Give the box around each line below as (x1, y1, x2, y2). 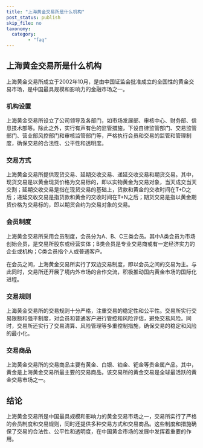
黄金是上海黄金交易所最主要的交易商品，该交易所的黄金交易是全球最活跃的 (6, 369, 192, 376)
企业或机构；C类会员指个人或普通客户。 (6, 248, 106, 255)
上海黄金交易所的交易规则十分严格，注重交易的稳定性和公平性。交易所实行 (6, 307, 192, 314)
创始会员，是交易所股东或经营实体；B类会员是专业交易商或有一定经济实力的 (6, 240, 195, 248)
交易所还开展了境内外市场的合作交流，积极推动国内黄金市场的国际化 (27, 268, 197, 275)
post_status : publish (6, 14, 61, 21)
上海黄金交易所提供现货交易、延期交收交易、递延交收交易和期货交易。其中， (6, 171, 197, 178)
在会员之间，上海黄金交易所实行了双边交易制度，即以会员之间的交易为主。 (6, 260, 192, 267)
